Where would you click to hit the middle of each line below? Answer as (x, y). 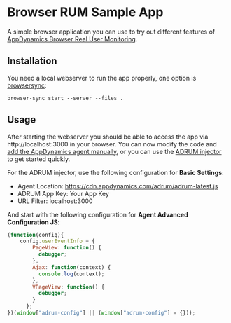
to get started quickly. (39, 159)
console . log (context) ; (71, 274)
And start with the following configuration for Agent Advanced (98, 214)
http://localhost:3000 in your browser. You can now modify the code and (112, 144)
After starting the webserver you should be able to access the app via (108, 137)
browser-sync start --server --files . (65, 98)
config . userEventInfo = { (58, 241)
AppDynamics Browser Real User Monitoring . (72, 39)
